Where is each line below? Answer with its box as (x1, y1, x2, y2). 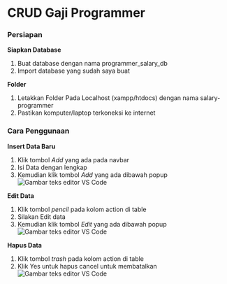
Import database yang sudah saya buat (17, 66, 131, 75)
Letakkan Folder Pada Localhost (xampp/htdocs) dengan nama (17, 94, 199, 102)
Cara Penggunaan (7, 126, 70, 136)
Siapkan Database (7, 45, 61, 54)
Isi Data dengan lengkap (17, 163, 87, 171)
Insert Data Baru (7, 142, 56, 150)
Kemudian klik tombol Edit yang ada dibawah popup (17, 220, 167, 228)
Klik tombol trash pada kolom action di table (17, 254, 145, 263)
